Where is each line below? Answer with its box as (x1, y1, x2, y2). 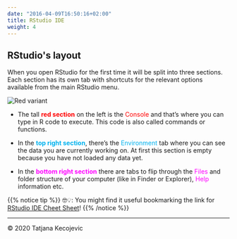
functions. (17, 125, 47, 134)
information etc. (17, 182, 64, 190)
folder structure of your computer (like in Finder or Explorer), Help (17, 175, 209, 183)
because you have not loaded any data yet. (17, 154, 143, 162)
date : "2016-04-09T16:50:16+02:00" (7, 10, 112, 18)
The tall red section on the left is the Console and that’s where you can (17, 110, 224, 119)
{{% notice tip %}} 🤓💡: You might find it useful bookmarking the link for (7, 196, 215, 205)
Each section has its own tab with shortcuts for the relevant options (7, 75, 203, 84)
